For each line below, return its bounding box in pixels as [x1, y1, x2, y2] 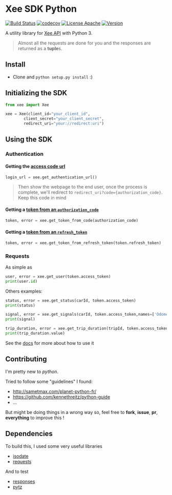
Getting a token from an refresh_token [5, 229, 88, 235]
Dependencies [5, 429, 53, 438]
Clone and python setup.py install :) [12, 74, 93, 80]
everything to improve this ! [5, 415, 64, 421]
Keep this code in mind [17, 195, 67, 201]
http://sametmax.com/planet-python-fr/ [12, 388, 97, 395]
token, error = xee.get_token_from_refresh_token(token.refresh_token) [5, 240, 161, 245]
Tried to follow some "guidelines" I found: [5, 378, 93, 384]
